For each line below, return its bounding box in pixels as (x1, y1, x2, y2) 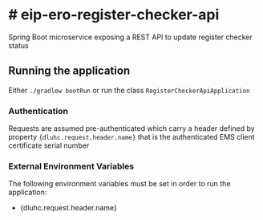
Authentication (8, 105, 68, 116)
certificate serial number (8, 141, 90, 150)
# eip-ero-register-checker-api (8, 6, 220, 24)
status (8, 40, 30, 50)
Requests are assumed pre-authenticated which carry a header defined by (8, 124, 255, 133)
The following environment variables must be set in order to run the (8, 179, 231, 189)
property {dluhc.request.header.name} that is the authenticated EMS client (8, 132, 255, 142)
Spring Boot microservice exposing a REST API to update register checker (8, 32, 253, 42)
